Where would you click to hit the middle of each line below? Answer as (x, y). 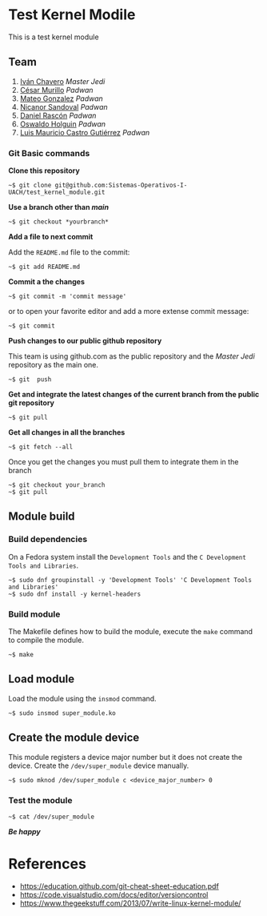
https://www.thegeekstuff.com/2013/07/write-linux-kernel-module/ (130, 903)
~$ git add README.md (44, 267)
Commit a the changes (47, 282)
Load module (41, 679)
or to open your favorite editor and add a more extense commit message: (129, 311)
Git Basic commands (49, 153)
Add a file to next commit (51, 237)
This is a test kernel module (54, 37)
